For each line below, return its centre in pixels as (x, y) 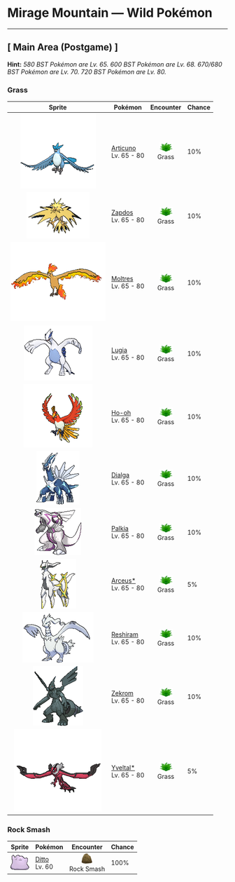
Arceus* (124, 581)
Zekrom (123, 693)
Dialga (121, 475)
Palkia (120, 529)
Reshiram (125, 634)
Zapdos (122, 212)
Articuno (124, 148)
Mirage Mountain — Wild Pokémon (110, 13)
